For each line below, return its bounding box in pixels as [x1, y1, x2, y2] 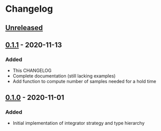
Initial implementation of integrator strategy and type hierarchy [12, 120, 145, 126]
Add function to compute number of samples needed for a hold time [12, 78, 156, 85]
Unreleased [5, 23, 43, 32]
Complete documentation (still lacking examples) [12, 73, 116, 79]
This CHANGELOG [12, 67, 52, 74]
